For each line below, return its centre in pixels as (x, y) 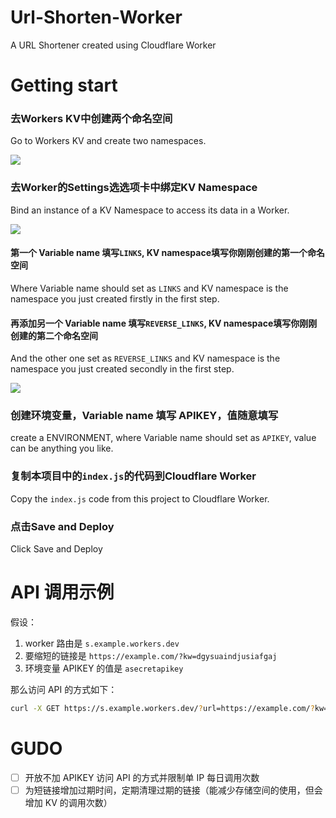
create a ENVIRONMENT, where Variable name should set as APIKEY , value (163, 438)
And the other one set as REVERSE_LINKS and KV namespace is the (145, 358)
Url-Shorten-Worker (96, 17)
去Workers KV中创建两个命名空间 (91, 119)
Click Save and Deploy (56, 549)
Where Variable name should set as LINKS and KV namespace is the (149, 288)
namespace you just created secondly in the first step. (122, 369)
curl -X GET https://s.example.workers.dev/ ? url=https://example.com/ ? (162, 708)
